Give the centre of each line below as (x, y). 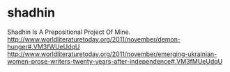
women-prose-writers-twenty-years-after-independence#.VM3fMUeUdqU (115, 61)
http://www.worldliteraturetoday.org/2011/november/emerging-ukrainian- (112, 54)
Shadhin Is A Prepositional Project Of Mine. (69, 32)
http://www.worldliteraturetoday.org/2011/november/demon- (94, 39)
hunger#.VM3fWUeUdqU (44, 46)
